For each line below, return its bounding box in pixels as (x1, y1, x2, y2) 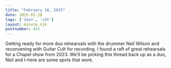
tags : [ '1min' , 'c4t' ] (5, 17, 54, 22)
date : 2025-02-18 (5, 12, 43, 17)
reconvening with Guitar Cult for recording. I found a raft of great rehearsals (5, 46, 166, 52)
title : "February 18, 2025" (5, 7, 66, 13)
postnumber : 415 (5, 27, 40, 32)
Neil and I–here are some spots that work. (5, 57, 93, 63)
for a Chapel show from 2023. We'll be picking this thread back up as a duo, (5, 52, 166, 58)
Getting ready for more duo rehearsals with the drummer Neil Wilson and (5, 40, 160, 47)
